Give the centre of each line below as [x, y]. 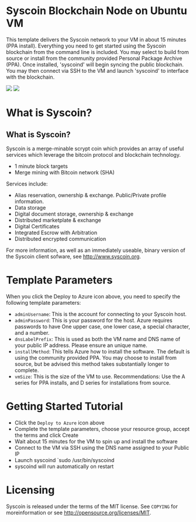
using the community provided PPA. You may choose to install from [96, 358]
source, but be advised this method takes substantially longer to [92, 364]
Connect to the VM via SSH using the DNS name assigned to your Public [102, 447]
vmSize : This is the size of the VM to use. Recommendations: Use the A [100, 376]
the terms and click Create [47, 435]
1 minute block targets [41, 166]
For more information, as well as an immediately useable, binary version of [96, 250]
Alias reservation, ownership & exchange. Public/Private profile [90, 195]
